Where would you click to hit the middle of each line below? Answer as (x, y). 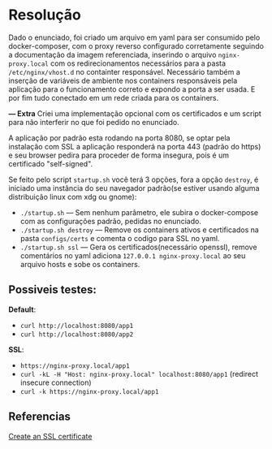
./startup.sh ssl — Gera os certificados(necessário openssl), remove (138, 247)
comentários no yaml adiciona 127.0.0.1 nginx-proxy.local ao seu (133, 255)
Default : (22, 309)
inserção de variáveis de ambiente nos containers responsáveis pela (123, 80)
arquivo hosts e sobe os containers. (80, 264)
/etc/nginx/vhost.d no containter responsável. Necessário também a (125, 71)
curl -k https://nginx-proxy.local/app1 (89, 391)
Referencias (40, 417)
